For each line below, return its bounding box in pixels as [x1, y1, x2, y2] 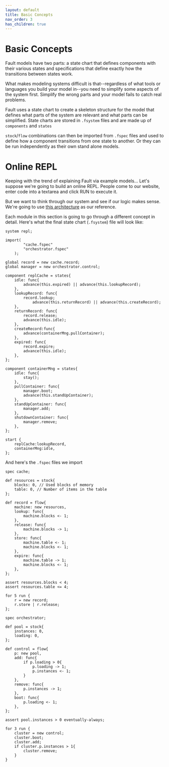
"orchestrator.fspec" [23, 247, 69, 252]
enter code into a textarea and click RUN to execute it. [5, 188, 118, 195]
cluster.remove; [23, 748, 58, 754]
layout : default [5, 7, 39, 13]
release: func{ [14, 522, 46, 527]
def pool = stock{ [5, 624, 44, 630]
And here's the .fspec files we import [5, 459, 83, 466]
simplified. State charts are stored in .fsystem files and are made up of [5, 118, 152, 124]
